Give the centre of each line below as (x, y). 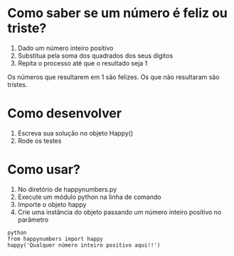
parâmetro (33, 220)
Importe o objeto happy (52, 204)
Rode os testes (39, 140)
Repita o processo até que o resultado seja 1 (83, 63)
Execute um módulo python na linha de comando (89, 197)
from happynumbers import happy (55, 239)
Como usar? (44, 170)
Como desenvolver (65, 114)
